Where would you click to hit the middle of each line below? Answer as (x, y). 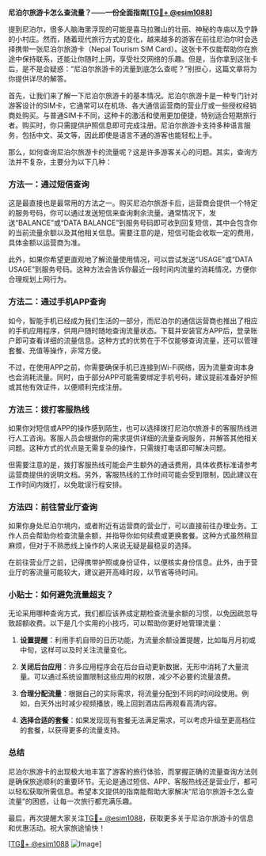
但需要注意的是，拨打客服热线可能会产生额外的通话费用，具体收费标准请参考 (133, 464)
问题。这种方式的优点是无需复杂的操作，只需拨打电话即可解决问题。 (119, 447)
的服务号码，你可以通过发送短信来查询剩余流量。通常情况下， (109, 213)
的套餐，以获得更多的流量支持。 (72, 730)
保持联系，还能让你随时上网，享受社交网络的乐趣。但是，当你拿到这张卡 (140, 59)
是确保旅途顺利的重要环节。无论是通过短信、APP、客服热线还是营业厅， (126, 781)
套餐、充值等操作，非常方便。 (57, 350)
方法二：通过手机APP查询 (57, 302)
